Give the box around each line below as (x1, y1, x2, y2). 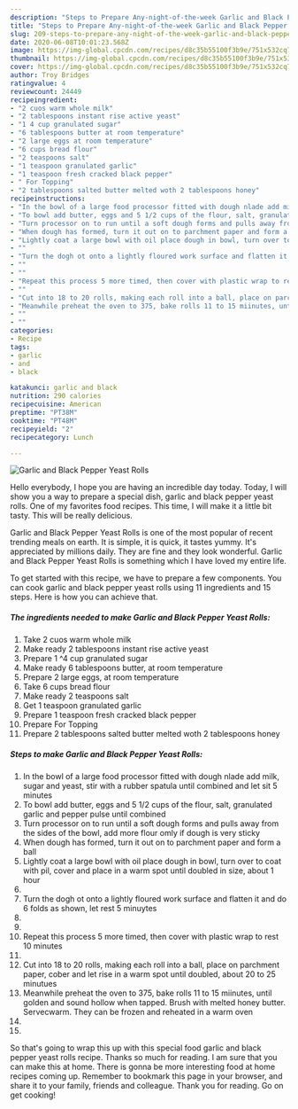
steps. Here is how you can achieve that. (10, 591, 158, 603)
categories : (10, 326, 54, 335)
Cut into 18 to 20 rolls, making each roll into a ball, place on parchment (22, 959, 279, 971)
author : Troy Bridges (10, 71, 90, 80)
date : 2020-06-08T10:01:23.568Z (10, 37, 129, 47)
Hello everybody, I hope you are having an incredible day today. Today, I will (10, 482, 287, 493)
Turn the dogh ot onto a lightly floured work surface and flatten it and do (22, 894, 287, 904)
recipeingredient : (10, 95, 78, 105)
